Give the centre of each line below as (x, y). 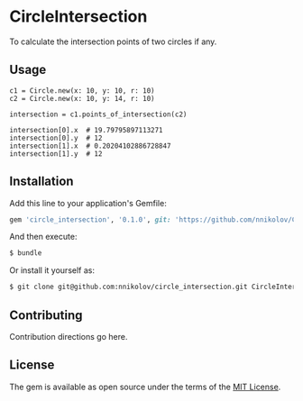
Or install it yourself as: (52, 270)
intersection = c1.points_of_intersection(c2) (98, 114)
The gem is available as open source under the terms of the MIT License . (145, 387)
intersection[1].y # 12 (56, 154)
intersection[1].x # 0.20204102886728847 (90, 146)
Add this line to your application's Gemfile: (88, 203)
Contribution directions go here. (69, 337)
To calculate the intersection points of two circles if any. (113, 41)
